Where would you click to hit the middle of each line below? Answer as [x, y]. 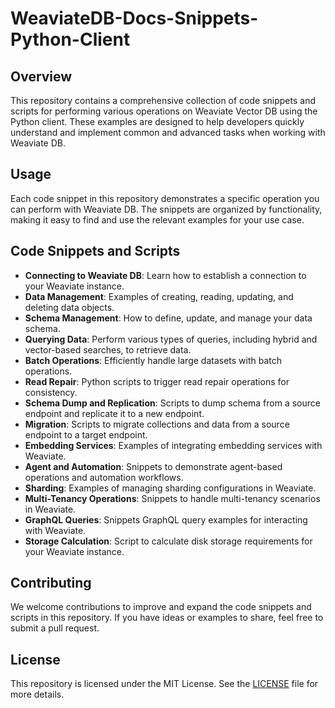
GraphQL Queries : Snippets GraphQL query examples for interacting [166, 519]
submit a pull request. [55, 628]
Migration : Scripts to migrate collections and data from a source [157, 424]
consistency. [51, 392]
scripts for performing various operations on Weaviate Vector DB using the [164, 111]
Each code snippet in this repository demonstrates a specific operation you [165, 198]
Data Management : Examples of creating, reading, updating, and [159, 296]
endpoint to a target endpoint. [86, 434]
